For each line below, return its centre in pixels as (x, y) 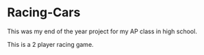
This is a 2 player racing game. (50, 44)
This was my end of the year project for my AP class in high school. (102, 31)
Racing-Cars (44, 13)
